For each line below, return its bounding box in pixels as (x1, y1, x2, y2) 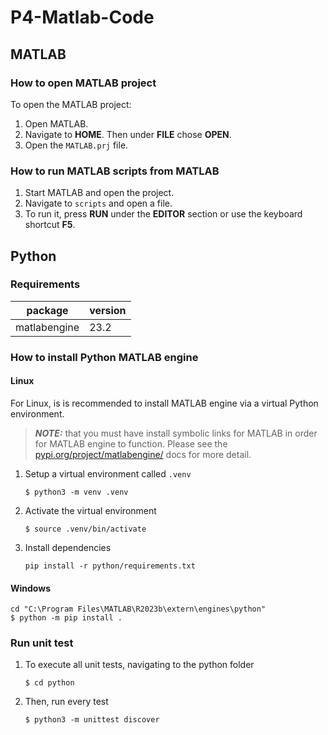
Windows (10, 582, 51, 594)
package (26, 303, 69, 317)
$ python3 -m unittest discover (24, 715, 160, 725)
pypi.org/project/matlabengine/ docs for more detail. (34, 448, 252, 460)
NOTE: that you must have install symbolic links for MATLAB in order (34, 427, 318, 439)
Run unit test (10, 636, 74, 650)
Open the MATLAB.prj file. (24, 139, 129, 151)
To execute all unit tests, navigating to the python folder (24, 659, 255, 671)
